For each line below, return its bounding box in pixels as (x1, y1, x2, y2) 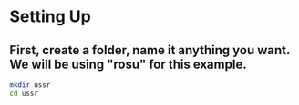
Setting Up (9, 6, 91, 27)
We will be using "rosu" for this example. (9, 56, 248, 72)
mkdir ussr (9, 81, 51, 90)
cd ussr (9, 89, 39, 98)
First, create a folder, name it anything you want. (9, 43, 290, 58)
